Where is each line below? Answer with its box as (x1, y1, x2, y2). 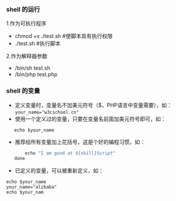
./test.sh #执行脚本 (14, 40, 61, 47)
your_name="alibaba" (6, 184, 58, 190)
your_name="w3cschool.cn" (14, 109, 79, 115)
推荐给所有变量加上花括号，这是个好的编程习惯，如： (14, 138, 146, 145)
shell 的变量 (6, 87, 40, 95)
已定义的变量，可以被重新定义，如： (14, 167, 104, 174)
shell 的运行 (6, 5, 40, 13)
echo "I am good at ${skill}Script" (24, 150, 116, 156)
